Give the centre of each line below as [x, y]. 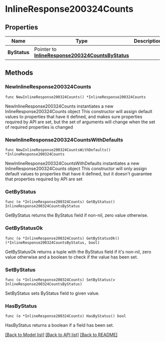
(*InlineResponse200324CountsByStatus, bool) [52, 242]
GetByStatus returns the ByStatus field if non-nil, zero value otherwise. [77, 215]
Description [148, 41]
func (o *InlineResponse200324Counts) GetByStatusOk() [62, 238]
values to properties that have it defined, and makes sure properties [74, 116]
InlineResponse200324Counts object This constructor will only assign [76, 169]
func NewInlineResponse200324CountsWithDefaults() [58, 150]
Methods [19, 73]
